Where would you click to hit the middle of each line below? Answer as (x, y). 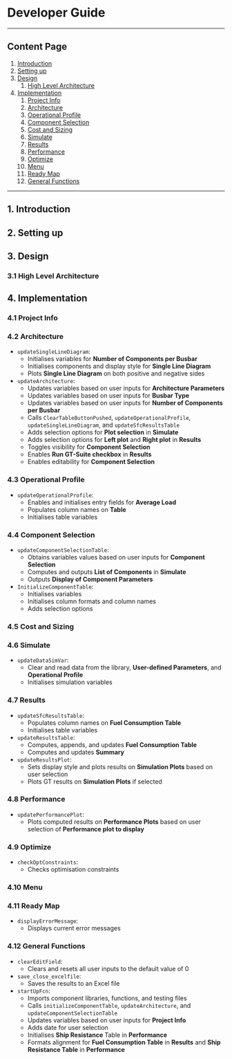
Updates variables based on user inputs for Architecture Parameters (126, 388)
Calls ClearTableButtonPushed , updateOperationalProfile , (109, 418)
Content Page (37, 47)
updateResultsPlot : (45, 759)
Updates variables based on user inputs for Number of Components (125, 403)
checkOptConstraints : (47, 862)
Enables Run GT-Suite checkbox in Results (89, 454)
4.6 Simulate (29, 645)
